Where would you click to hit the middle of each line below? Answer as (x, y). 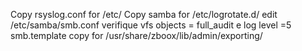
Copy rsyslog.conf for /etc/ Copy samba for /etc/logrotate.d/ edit (144, 14)
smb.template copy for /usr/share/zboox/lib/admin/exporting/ (136, 35)
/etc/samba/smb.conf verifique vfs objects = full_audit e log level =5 (151, 25)
